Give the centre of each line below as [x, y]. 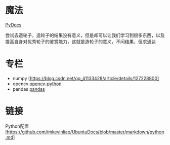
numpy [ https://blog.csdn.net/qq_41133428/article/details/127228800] [86, 78]
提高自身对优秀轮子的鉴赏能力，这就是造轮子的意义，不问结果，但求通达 [80, 42]
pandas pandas [29, 89]
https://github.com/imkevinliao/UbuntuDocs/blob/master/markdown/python [86, 132]
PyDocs [13, 25]
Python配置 [17, 126]
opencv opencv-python [37, 84]
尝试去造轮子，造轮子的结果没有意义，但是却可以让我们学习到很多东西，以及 [85, 35]
